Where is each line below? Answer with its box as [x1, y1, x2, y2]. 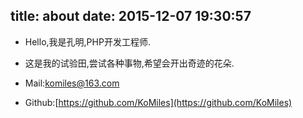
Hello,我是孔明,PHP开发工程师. [24, 35, 151, 48]
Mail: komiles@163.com [24, 77, 120, 89]
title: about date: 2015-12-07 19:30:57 [10, 8, 252, 25]
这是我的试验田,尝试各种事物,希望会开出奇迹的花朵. [24, 57, 235, 69]
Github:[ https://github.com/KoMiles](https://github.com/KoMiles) [24, 96, 293, 108]
